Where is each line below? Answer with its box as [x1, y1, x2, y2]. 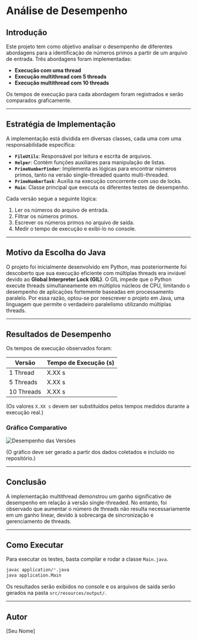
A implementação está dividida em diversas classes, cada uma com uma [6, 135, 182, 142]
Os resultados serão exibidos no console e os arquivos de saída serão [6, 583, 176, 590]
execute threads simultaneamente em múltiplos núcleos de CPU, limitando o [6, 282, 191, 289]
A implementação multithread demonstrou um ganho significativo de [6, 493, 172, 500]
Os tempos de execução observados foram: [6, 345, 113, 352]
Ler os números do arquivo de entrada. [14, 206, 109, 214]
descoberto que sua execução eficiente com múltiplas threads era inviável [6, 269, 186, 276]
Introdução [6, 28, 47, 38]
